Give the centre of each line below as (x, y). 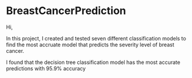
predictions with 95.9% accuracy (46, 68)
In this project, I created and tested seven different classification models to (96, 38)
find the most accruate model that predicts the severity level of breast (90, 45)
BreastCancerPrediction (66, 11)
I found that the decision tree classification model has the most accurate (93, 62)
